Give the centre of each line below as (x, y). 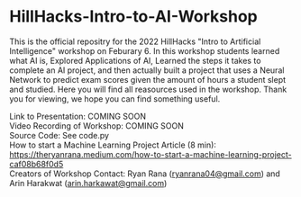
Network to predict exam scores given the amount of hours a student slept (148, 79)
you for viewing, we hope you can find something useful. (115, 98)
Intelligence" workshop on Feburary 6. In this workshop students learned (145, 50)
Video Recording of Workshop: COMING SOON (97, 125)
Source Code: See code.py (59, 135)
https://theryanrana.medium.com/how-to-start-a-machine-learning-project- (150, 154)
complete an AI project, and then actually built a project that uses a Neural (147, 70)
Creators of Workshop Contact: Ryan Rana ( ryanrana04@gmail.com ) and (145, 174)
